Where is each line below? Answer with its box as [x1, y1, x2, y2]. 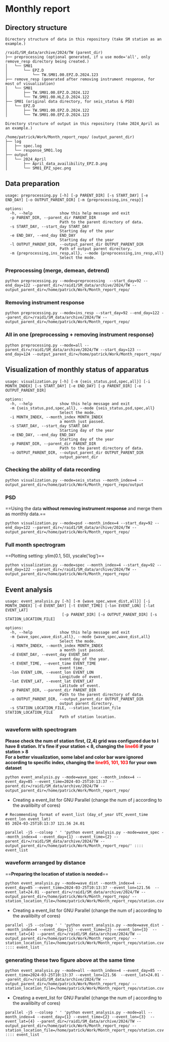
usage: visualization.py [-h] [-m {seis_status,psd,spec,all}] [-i [5, 379, 151, 384]
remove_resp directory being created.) [5, 59, 90, 64]
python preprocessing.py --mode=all [5, 342, 82, 348]
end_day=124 [5, 352, 30, 357]
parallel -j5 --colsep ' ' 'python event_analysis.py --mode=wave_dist [5, 923, 159, 928]
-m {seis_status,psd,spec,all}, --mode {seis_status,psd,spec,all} [10, 405, 155, 411]
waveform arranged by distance [5, 859, 86, 866]
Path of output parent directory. [59, 246, 133, 251]
